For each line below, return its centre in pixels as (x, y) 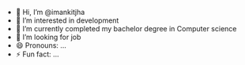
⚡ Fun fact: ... (37, 54)
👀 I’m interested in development (67, 20)
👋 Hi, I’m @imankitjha (50, 12)
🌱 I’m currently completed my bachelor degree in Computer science (126, 29)
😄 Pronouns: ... (41, 45)
